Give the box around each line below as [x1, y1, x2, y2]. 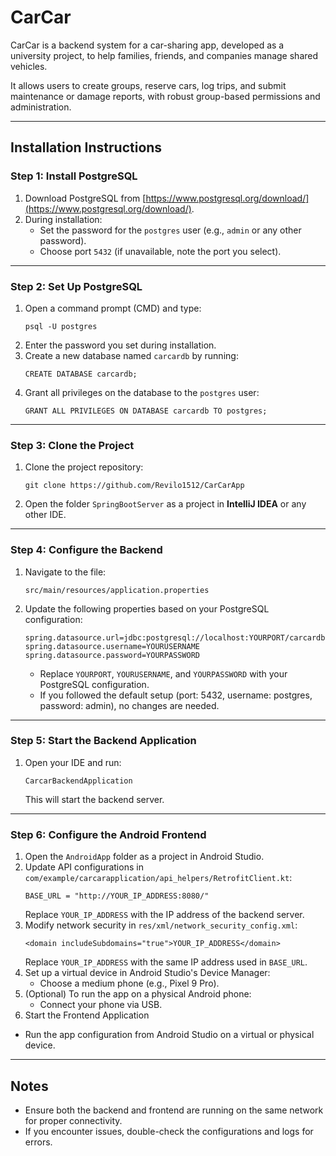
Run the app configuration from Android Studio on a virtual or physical [24, 1029, 315, 1041]
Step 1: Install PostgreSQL [10, 169, 138, 183]
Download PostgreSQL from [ [24, 192, 147, 204]
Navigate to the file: [24, 566, 107, 578]
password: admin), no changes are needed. [39, 699, 220, 711]
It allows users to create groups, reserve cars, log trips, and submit [10, 79, 287, 91]
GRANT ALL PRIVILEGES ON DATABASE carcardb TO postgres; [24, 406, 268, 416]
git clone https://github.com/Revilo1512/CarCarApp [24, 481, 245, 491]
